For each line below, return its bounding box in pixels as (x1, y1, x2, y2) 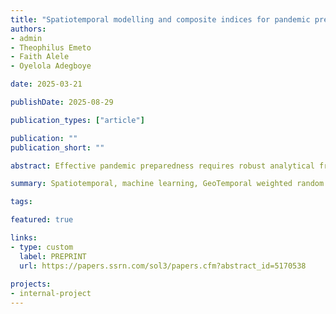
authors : (10, 24, 47, 34)
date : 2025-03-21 (10, 79, 83, 90)
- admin (10, 33, 43, 43)
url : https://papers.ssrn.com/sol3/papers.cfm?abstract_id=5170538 (19, 261, 307, 271)
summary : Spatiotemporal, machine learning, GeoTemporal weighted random (10, 179, 325, 189)
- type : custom (10, 242, 74, 252)
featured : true (10, 215, 74, 225)
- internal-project (10, 289, 92, 299)
